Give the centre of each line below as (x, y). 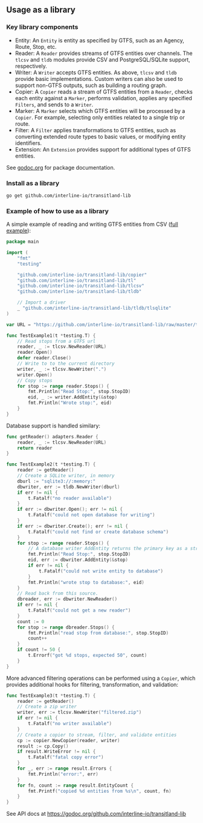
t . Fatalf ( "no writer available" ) (70, 724)
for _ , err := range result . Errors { (65, 769)
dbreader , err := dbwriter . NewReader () (67, 599)
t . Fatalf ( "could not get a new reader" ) (79, 610)
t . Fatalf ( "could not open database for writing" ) (92, 515)
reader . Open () (35, 353)
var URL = (19, 325)
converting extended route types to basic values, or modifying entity (100, 136)
